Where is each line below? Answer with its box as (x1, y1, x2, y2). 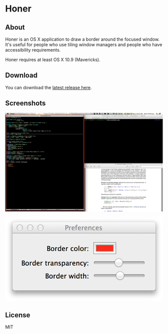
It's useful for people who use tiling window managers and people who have (5, 42, 162, 48)
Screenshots (5, 99, 46, 108)
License (5, 310, 30, 319)
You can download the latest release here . (5, 84, 92, 90)
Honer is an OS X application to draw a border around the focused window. (5, 36, 160, 42)
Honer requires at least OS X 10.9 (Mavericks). (5, 57, 101, 63)
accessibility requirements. (5, 47, 61, 53)
